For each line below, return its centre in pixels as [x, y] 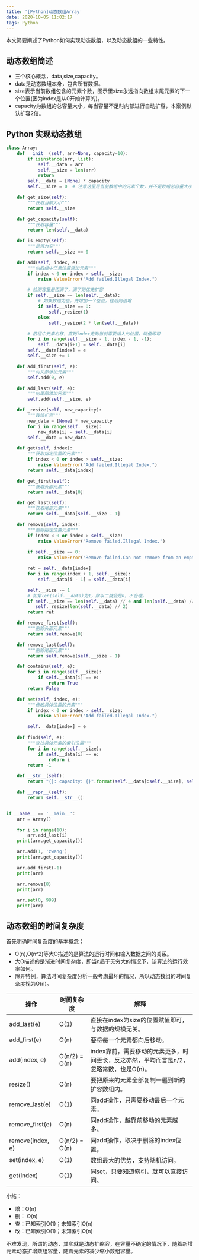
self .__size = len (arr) [67, 170]
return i [59, 760]
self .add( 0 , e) [46, 378]
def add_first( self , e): [47, 366]
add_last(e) [25, 1024]
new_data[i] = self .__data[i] [75, 432]
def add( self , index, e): [49, 262]
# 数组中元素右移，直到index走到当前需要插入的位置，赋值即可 [94, 334]
